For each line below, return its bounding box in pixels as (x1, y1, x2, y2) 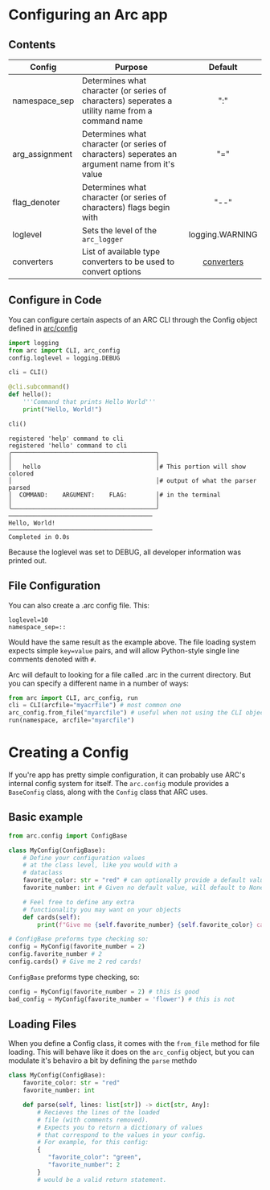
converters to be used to (81, 256, 175, 267)
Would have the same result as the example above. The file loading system (8, 637, 256, 647)
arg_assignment (12, 149, 72, 159)
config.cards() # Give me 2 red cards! (8, 957, 142, 966)
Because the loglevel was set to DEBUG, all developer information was (8, 547, 242, 557)
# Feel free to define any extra (22, 898, 135, 906)
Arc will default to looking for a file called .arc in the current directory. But (8, 669, 252, 679)
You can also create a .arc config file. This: (8, 600, 150, 610)
